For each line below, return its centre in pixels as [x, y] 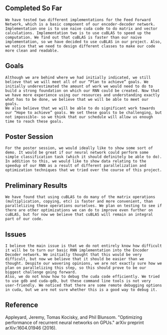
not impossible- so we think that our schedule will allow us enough [79, 117]
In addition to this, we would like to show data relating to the [76, 161]
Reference [22, 305]
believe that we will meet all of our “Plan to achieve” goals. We [77, 82]
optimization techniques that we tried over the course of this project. [84, 170]
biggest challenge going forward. [41, 272]
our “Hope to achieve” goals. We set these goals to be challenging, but [84, 112]
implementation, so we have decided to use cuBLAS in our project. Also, [84, 42]
